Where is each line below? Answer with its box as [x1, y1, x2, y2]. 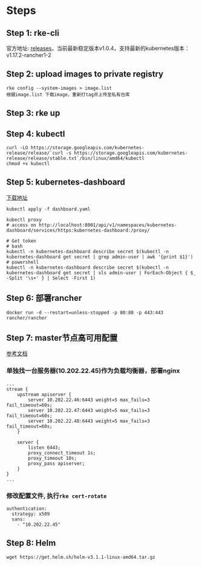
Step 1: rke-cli [6, 28, 59, 38]
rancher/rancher [6, 315, 47, 321]
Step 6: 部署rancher [6, 293, 82, 303]
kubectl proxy [6, 217, 42, 223]
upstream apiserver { [17, 391, 71, 397]
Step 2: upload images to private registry [6, 69, 164, 79]
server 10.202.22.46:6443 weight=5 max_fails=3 [28, 397, 150, 403]
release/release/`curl [6, 150, 64, 157]
